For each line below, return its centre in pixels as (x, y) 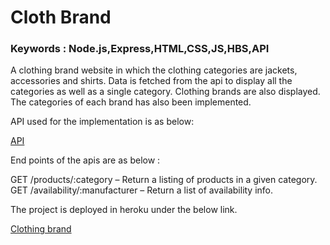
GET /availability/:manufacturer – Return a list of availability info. (142, 190)
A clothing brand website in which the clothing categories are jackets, (154, 70)
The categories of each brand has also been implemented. (131, 102)
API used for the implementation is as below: (102, 122)
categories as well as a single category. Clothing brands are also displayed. (165, 92)
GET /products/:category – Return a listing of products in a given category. (164, 180)
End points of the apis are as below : (85, 160)
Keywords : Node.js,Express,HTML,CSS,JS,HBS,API (140, 49)
